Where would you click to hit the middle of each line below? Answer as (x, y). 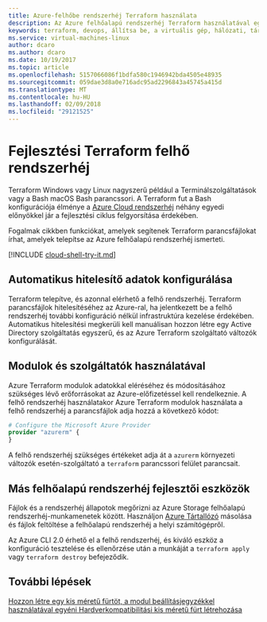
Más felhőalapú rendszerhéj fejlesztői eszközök (129, 489)
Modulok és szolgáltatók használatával (107, 366)
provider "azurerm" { (44, 433)
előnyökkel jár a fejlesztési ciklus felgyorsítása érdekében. (103, 215)
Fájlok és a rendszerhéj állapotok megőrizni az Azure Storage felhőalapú (127, 507)
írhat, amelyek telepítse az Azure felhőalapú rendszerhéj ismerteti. (116, 239)
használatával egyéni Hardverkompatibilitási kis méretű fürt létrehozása (125, 609)
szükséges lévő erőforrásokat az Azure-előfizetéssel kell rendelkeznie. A (128, 394)
